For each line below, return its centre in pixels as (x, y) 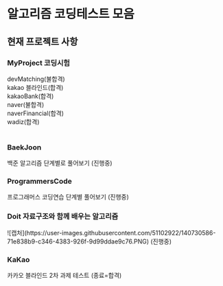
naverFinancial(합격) (35, 113)
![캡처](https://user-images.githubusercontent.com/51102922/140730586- (111, 233)
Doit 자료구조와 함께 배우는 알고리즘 (63, 217)
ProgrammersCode (39, 181)
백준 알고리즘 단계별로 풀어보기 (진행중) (60, 163)
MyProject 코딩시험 (39, 62)
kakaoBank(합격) (31, 96)
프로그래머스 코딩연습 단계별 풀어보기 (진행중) (68, 197)
